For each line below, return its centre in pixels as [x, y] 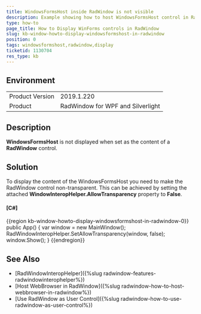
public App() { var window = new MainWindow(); [66, 227]
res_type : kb [22, 56]
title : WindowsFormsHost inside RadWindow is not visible [80, 12]
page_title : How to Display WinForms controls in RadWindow [83, 28]
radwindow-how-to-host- [153, 286]
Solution [22, 167]
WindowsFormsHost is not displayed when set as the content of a [88, 142]
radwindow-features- [130, 273]
